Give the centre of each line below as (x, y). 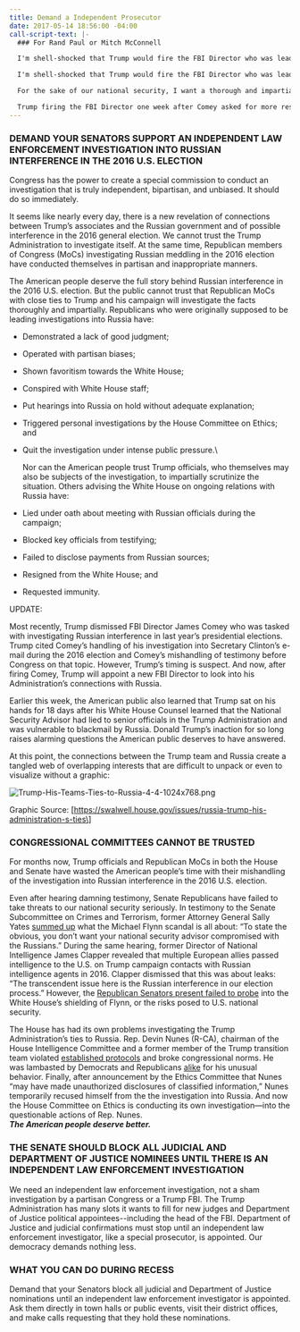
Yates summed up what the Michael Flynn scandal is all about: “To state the (148, 927)
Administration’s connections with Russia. (86, 684)
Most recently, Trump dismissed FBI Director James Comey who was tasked (150, 627)
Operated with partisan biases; (79, 354)
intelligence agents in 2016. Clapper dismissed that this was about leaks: (143, 974)
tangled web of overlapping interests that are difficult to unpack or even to (146, 766)
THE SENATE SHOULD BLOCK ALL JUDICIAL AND (118, 1148)
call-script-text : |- (50, 34)
